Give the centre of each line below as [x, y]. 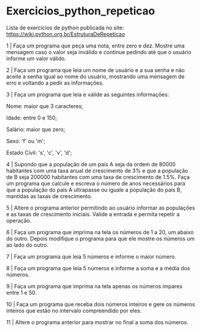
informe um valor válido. [36, 58]
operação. [19, 220]
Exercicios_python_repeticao [81, 11]
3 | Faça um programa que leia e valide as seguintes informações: [88, 94]
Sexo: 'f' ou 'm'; [26, 141]
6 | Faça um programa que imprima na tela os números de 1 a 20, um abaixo [100, 232]
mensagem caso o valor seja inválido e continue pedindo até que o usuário [99, 52]
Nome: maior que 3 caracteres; [45, 106]
